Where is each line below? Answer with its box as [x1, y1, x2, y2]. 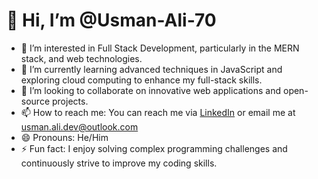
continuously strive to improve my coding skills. [20, 157, 218, 169]
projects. [51, 95, 89, 107]
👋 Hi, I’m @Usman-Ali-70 [6, 9, 217, 32]
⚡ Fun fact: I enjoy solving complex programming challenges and [20, 142, 288, 154]
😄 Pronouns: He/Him [20, 131, 109, 143]
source [20, 95, 51, 107]
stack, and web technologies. [20, 52, 143, 64]
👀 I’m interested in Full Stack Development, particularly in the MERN [20, 42, 300, 54]
